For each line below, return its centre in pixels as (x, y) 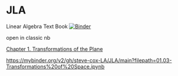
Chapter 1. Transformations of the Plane (55, 49)
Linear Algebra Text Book (37, 26)
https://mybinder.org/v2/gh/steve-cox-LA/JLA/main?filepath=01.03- (89, 60)
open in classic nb (28, 37)
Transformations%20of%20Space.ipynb (55, 66)
